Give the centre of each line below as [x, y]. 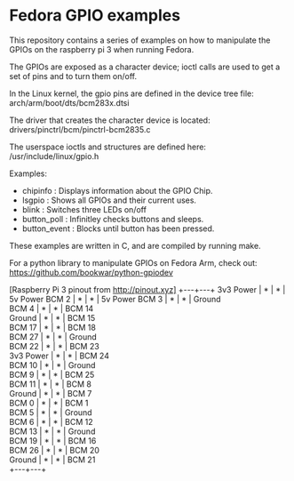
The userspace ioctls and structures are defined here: [108, 147]
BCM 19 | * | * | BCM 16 [53, 440]
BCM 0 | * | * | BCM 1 [49, 403]
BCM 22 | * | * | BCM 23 [54, 346]
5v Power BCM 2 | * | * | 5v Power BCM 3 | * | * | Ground [115, 299]
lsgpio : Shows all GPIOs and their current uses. [109, 200]
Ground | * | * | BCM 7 [51, 393]
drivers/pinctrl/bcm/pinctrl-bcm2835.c [80, 129]
